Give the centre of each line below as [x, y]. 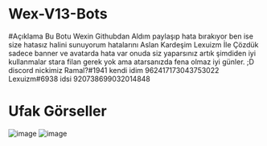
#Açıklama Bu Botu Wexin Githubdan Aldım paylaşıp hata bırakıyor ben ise [131, 36]
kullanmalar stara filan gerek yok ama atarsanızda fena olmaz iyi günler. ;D [131, 62]
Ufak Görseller [58, 111]
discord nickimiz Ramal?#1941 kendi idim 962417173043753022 [114, 70]
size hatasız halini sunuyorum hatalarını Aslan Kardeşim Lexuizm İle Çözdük [133, 44]
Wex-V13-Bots [58, 14]
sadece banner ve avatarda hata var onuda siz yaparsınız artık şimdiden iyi [132, 53]
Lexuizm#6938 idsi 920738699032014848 [80, 79]
